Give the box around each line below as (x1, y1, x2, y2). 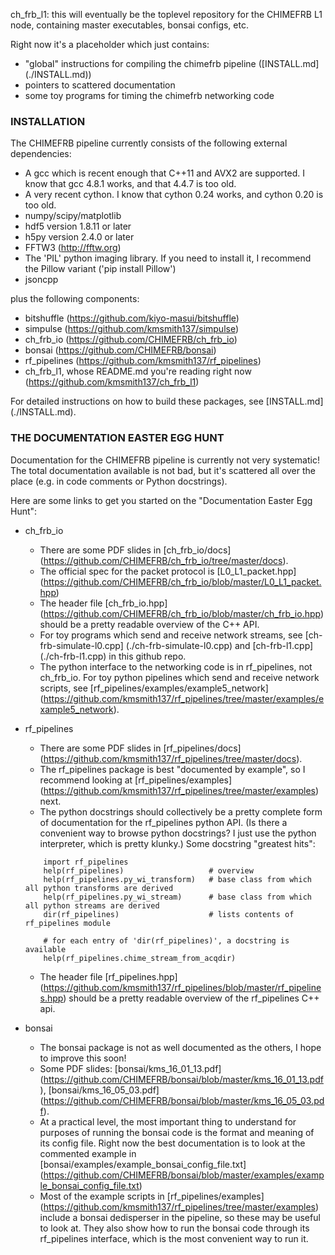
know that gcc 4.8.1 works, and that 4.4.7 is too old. (24, 178, 237, 190)
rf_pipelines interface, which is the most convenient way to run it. (39, 1232, 309, 1244)
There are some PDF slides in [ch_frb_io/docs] (39, 544, 232, 556)
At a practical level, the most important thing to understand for (39, 1115, 297, 1128)
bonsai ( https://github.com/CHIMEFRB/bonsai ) (24, 344, 217, 356)
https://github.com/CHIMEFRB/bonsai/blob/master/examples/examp (43, 1169, 325, 1181)
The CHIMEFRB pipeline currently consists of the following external (10, 137, 288, 149)
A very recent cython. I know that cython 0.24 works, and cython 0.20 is (24, 189, 324, 201)
